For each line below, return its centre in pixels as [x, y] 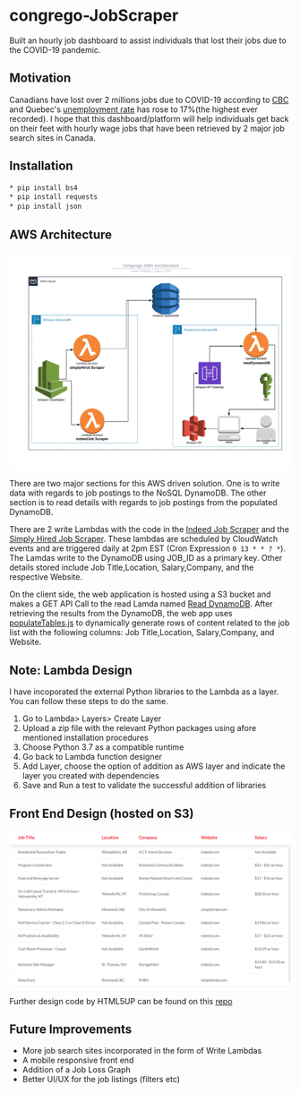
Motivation [40, 78]
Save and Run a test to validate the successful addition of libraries [144, 786]
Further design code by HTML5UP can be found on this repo [121, 1001]
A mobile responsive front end [78, 1060]
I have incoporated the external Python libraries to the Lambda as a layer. [144, 692]
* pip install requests [54, 197]
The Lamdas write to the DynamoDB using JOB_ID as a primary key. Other [146, 558]
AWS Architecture [61, 234]
